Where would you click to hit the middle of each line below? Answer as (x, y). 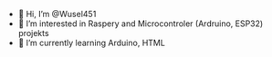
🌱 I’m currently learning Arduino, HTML (92, 43)
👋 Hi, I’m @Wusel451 (57, 14)
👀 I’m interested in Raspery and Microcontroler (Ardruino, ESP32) (141, 24)
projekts (33, 33)
